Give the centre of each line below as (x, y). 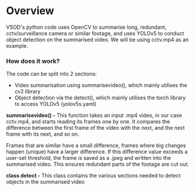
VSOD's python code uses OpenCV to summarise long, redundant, (86, 27)
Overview (30, 11)
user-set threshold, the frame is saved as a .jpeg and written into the (89, 158)
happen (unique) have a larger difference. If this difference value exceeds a (97, 152)
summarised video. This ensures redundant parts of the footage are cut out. (97, 164)
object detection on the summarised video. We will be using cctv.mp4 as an (97, 39)
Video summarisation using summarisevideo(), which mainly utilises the (101, 85)
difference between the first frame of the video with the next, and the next (95, 128)
